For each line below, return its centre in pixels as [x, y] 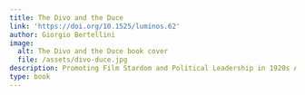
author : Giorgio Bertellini [63, 34]
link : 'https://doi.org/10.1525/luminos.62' [95, 26]
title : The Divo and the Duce [67, 18]
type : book [30, 77]
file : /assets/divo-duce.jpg [73, 60]
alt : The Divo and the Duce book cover [93, 52]
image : [22, 43]
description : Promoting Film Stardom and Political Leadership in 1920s [150, 69]
